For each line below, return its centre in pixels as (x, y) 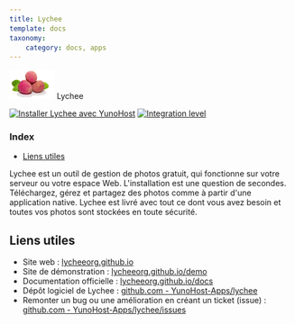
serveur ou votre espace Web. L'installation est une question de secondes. (148, 184)
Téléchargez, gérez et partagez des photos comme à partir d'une (130, 193)
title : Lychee (36, 19)
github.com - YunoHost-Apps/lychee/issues (104, 310)
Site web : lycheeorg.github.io (78, 262)
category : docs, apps (66, 48)
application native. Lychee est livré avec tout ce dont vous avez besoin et (145, 202)
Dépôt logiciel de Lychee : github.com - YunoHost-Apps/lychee (140, 291)
